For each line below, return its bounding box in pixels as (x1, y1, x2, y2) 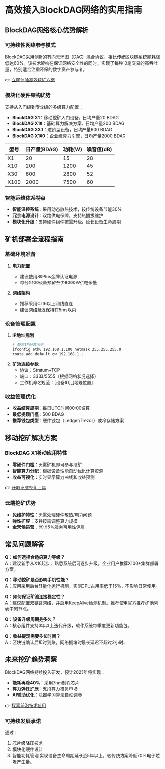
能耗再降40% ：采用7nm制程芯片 (12, 680, 80, 686)
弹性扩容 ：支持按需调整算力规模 (12, 518, 78, 524)
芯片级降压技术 (12, 740, 43, 746)
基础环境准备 (5, 250, 36, 257)
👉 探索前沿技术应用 (5, 702, 47, 708)
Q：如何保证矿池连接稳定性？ (5, 594, 65, 600)
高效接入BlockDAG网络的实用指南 (5, 4, 142, 16)
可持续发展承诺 (5, 717, 41, 724)
